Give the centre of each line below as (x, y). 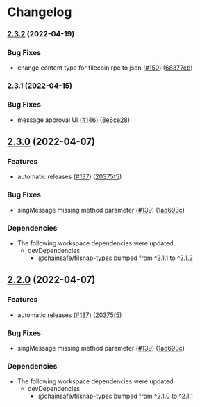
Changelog (40, 12)
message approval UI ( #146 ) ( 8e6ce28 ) (74, 120)
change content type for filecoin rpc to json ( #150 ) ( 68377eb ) (105, 68)
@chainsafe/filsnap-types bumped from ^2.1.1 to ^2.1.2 (115, 258)
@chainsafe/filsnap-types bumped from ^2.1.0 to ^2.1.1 (115, 396)
